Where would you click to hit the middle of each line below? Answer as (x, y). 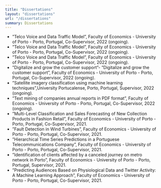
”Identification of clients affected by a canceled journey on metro (77, 155)
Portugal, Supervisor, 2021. (39, 165)
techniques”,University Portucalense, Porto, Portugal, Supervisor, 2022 (83, 88)
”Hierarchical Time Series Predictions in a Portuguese (66, 139)
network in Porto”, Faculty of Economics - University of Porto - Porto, (81, 160)
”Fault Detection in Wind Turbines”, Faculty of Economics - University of (84, 129)
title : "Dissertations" (29, 9)
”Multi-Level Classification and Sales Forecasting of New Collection (79, 114)
